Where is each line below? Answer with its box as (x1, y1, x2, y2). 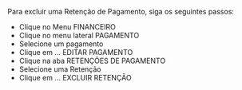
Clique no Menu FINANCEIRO (18, 22, 117, 31)
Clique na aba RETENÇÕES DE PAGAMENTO (18, 56, 166, 65)
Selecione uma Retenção (18, 65, 101, 74)
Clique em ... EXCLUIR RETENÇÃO (18, 73, 133, 82)
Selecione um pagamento (18, 39, 104, 49)
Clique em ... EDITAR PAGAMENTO (18, 48, 133, 57)
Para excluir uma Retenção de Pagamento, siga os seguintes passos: (7, 7, 235, 16)
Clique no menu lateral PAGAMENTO (18, 31, 140, 40)
